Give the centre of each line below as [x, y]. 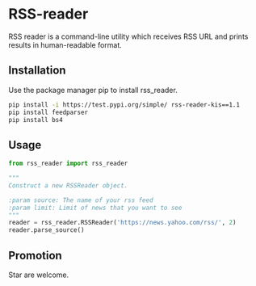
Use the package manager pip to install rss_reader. [93, 90]
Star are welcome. [39, 275]
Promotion [35, 255]
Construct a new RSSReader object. [68, 185]
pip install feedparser [48, 112]
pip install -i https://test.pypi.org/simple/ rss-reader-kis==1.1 [124, 105]
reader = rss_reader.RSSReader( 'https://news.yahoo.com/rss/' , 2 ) [122, 223]
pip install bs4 [36, 120]
